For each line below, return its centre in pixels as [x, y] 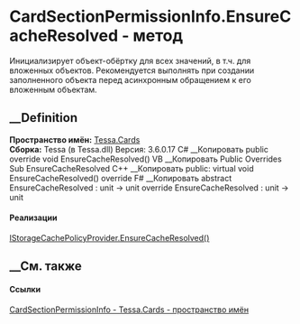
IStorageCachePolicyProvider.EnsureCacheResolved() [109, 237]
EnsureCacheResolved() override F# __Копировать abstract [121, 178]
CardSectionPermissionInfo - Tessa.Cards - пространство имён [129, 310]
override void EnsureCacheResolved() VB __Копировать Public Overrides [145, 159]
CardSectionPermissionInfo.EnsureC [150, 17]
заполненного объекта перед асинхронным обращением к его [131, 79]
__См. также [46, 267]
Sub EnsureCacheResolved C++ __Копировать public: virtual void [132, 168]
